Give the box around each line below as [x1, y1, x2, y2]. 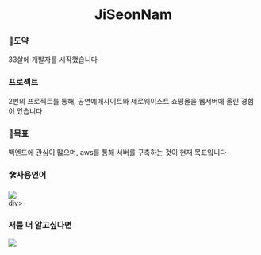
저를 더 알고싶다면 [8, 220, 73, 231]
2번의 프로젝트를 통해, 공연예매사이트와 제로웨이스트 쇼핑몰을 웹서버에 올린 [8, 96, 240, 106]
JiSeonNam [94, 6, 173, 24]
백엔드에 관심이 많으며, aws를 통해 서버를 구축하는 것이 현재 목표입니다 [8, 148, 227, 157]
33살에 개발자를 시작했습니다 [8, 55, 98, 64]
